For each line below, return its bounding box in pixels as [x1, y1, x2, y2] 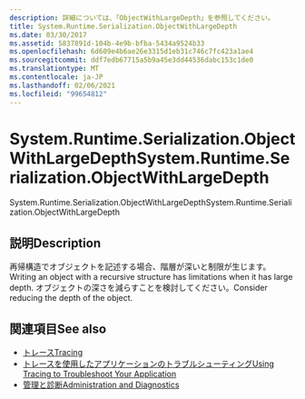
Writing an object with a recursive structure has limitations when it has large [9, 272, 293, 283]
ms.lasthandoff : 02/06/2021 [9, 81, 116, 90]
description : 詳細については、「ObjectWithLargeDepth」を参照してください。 [9, 13, 275, 23]
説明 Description [9, 235, 102, 251]
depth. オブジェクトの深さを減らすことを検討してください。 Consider [9, 283, 268, 294]
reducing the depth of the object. [9, 293, 133, 304]
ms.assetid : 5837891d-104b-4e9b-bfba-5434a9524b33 [9, 38, 205, 48]
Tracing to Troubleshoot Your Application [22, 369, 177, 380]
